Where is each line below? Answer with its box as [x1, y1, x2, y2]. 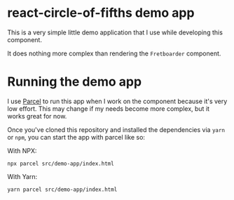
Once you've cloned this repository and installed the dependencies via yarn [7, 125, 226, 134]
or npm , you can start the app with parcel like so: [7, 133, 146, 141]
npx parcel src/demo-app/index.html [7, 160, 114, 167]
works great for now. [7, 112, 67, 120]
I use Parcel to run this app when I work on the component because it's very [7, 97, 228, 105]
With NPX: [7, 146, 37, 155]
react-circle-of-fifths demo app [7, 5, 195, 21]
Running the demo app [7, 74, 142, 90]
